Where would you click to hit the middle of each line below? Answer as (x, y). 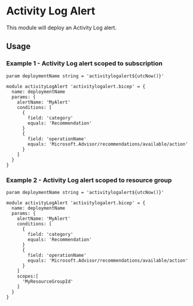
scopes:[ (28, 276)
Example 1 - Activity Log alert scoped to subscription (85, 63)
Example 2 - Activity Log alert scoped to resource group (89, 180)
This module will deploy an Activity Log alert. (62, 28)
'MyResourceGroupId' (48, 281)
